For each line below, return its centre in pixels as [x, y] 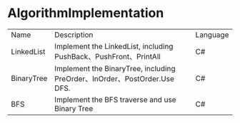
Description [74, 35]
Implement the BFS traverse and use [115, 100]
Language [212, 35]
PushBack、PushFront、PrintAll [107, 56]
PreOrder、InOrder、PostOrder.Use [115, 78]
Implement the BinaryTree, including [115, 68]
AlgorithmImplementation [86, 13]
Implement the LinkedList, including [114, 46]
